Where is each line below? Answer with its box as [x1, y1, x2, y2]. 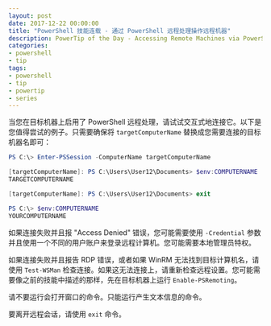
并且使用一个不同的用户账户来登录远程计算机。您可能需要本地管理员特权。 [8, 237, 256, 247]
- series [8, 94, 38, 102]
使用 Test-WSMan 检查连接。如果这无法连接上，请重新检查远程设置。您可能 [8, 265, 254, 274]
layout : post [8, 11, 52, 20]
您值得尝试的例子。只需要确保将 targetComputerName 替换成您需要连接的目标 [8, 127, 261, 137]
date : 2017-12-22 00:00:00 [8, 19, 99, 27]
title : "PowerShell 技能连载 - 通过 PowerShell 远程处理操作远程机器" [8, 27, 231, 35]
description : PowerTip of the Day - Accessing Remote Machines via [8, 34, 240, 43]
